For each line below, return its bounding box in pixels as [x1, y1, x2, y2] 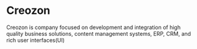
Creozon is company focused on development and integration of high [6, 24, 181, 31]
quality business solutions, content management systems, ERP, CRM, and [6, 30, 191, 37]
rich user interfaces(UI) [6, 36, 65, 44]
